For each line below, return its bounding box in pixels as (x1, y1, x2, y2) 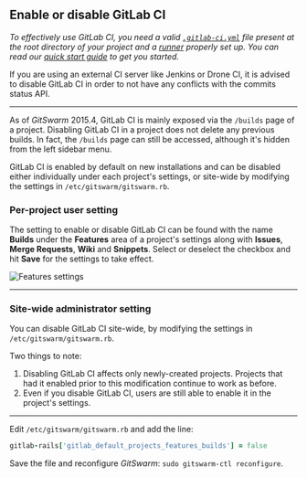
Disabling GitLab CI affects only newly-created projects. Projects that (22, 368, 283, 379)
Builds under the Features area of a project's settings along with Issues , (9, 234, 283, 245)
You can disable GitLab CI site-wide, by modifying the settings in (9, 324, 253, 335)
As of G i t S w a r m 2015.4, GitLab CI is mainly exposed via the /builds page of (9, 114, 295, 125)
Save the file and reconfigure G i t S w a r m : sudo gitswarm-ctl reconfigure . (9, 458, 284, 469)
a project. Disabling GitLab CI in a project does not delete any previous (9, 123, 275, 135)
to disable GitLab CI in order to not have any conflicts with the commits (9, 78, 277, 90)
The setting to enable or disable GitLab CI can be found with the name (9, 224, 274, 236)
